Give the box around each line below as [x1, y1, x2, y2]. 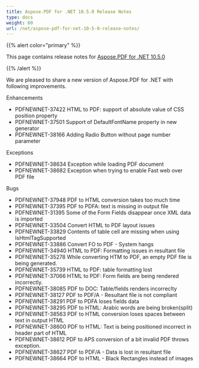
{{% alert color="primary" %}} [6, 42, 81, 49]
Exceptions [6, 149, 34, 156]
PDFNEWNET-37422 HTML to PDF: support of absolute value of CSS [14, 106, 185, 113]
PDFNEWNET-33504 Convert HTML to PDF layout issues [14, 222, 155, 229]
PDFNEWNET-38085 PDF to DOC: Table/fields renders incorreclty [14, 285, 178, 292]
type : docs [6, 14, 33, 20]
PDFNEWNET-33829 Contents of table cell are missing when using [14, 228, 180, 236]
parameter [14, 138, 41, 145]
